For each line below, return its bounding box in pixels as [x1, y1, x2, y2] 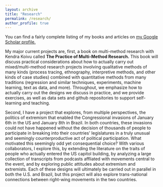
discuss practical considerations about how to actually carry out [5, 59, 134, 65]
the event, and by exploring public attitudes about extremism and [5, 161, 136, 167]
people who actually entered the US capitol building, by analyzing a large [5, 151, 152, 157]
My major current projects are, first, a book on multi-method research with [5, 49, 154, 54]
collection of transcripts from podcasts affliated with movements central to [5, 156, 155, 162]
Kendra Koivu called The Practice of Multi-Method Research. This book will [5, 54, 158, 60]
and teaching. [22, 100, 50, 106]
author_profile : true [5, 20, 49, 26]
